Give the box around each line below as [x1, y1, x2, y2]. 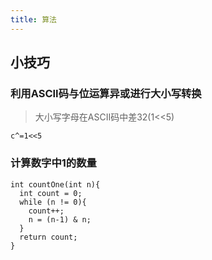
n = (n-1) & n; [28, 214, 92, 225]
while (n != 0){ [19, 197, 87, 207]
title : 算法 [10, 14, 57, 25]
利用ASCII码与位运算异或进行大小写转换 [10, 86, 202, 100]
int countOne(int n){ [10, 179, 101, 190]
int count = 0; [19, 188, 83, 198]
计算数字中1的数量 [10, 156, 97, 170]
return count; [19, 232, 78, 242]
